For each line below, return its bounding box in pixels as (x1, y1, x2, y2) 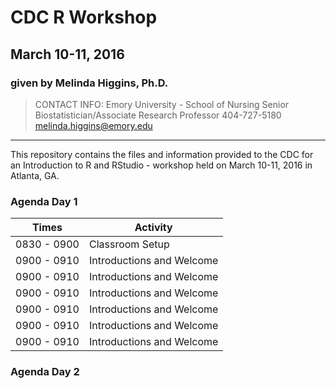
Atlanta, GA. (10, 169, 60, 181)
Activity (134, 221, 173, 235)
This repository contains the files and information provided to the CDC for (10, 148, 314, 160)
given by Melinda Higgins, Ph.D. (10, 76, 169, 90)
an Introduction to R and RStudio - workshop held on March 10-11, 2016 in (10, 159, 313, 171)
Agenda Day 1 (10, 194, 78, 208)
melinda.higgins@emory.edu (34, 119, 153, 131)
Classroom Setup (88, 237, 170, 251)
